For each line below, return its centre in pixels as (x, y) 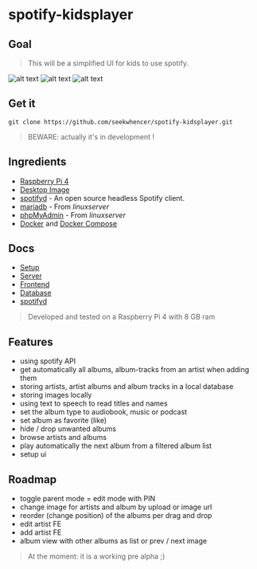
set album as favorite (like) (63, 421)
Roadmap (33, 479)
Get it (22, 104)
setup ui (33, 454)
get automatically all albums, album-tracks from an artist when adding (134, 370)
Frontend (35, 284)
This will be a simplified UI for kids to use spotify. (108, 63)
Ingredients (37, 162)
